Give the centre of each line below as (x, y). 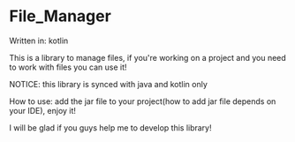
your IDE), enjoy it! (43, 110)
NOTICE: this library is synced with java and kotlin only (108, 84)
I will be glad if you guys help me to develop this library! (110, 127)
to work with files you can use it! (68, 67)
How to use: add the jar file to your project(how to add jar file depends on (143, 101)
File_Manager (61, 16)
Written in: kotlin (39, 41)
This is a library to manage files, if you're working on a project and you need (148, 57)
